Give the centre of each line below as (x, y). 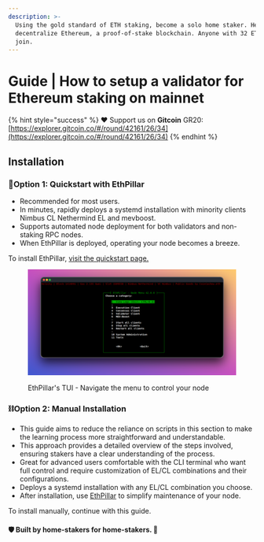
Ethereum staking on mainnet (106, 98)
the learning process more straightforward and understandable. (122, 437)
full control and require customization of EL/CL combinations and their (133, 471)
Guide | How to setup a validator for (126, 82)
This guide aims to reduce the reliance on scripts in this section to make (136, 429)
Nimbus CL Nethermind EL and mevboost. (88, 217)
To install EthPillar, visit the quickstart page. (79, 258)
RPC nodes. (64, 234)
